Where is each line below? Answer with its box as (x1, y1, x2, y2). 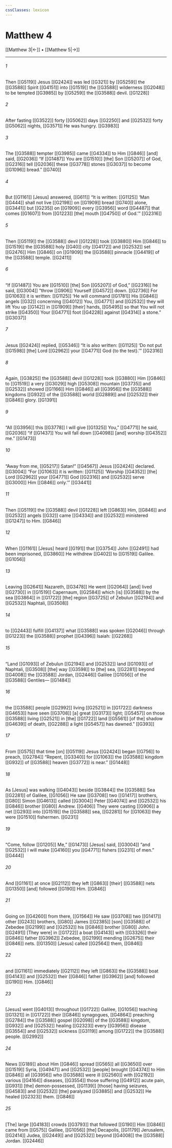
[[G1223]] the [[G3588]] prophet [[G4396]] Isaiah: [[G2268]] (5, 633, 133, 639)
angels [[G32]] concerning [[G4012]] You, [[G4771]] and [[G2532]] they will (5, 298, 164, 305)
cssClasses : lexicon (5, 7, 50, 13)
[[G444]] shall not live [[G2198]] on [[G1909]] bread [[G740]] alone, (5, 200, 147, 206)
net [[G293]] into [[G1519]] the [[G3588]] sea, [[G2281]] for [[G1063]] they (5, 809, 161, 815)
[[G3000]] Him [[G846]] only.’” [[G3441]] (5, 479, 92, 485)
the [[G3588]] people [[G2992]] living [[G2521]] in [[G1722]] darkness (5, 704, 153, 710)
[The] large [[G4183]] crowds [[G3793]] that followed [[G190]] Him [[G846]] (5, 1121, 165, 1128)
